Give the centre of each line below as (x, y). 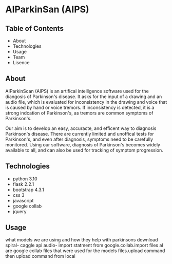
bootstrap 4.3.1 (28, 190)
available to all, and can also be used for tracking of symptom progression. (84, 150)
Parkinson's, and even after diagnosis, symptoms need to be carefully (79, 139)
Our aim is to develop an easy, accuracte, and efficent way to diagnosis (81, 128)
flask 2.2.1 (23, 184)
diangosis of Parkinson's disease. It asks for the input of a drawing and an (84, 97)
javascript (23, 200)
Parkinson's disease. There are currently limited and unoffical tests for (80, 134)
